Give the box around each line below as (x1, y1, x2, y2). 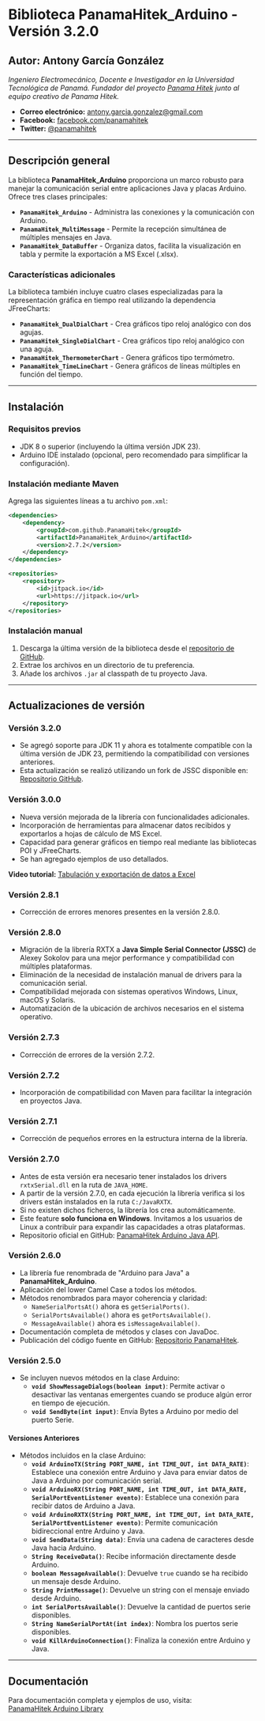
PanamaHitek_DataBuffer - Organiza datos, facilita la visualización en (19, 241, 241, 250)
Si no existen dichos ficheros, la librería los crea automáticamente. (19, 1205, 236, 1215)
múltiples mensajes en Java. (19, 232, 112, 242)
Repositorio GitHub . (19, 774, 84, 784)
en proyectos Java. (19, 1096, 83, 1105)
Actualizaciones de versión (8, 699, 145, 713)
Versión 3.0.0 (8, 794, 62, 805)
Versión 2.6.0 (8, 1250, 62, 1261)
